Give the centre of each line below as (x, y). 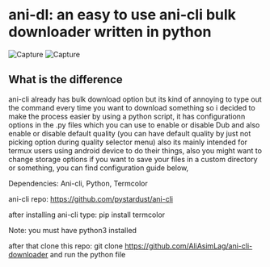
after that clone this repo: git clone (66, 246)
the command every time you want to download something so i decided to (132, 107)
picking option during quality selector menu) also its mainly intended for (128, 142)
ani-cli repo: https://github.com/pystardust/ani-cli (91, 198)
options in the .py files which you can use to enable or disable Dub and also (134, 125)
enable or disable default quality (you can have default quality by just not (130, 133)
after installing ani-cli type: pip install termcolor (87, 215)
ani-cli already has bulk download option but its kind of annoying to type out (135, 99)
